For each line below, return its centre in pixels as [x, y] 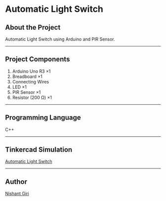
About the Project [33, 27]
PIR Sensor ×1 [26, 92]
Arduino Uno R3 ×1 [31, 71]
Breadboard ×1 [27, 76]
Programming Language [43, 118]
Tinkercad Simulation [39, 150]
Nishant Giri [17, 194]
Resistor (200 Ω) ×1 [32, 97]
